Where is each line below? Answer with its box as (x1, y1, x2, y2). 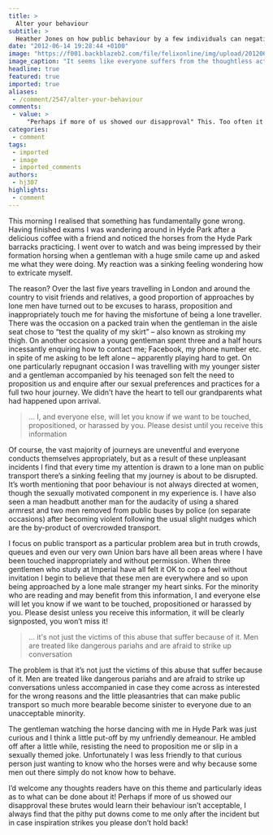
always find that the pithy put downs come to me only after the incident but (8, 809, 260, 819)
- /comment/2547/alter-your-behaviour (11, 95, 144, 103)
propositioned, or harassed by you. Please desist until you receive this (28, 420, 264, 430)
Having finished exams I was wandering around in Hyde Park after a (8, 225, 236, 234)
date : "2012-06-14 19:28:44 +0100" (8, 42, 129, 50)
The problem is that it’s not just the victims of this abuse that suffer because (8, 665, 262, 675)
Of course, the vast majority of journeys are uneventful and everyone (8, 444, 240, 454)
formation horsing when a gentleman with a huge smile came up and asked (8, 250, 260, 260)
